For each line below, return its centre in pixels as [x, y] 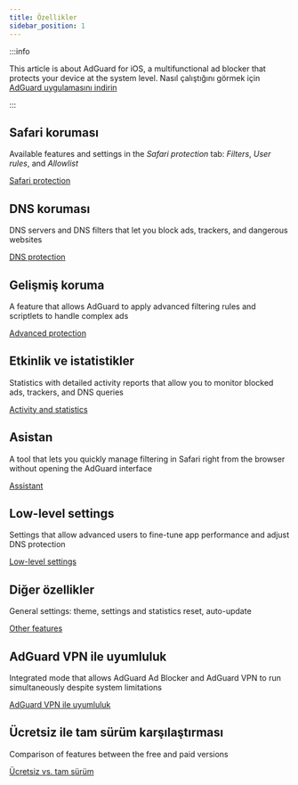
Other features [36, 628]
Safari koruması [54, 132]
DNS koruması [50, 209]
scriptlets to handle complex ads [69, 315]
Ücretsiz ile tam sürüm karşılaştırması [117, 733]
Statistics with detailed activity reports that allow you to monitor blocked [141, 382]
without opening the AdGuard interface [81, 468]
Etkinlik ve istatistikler [72, 361]
